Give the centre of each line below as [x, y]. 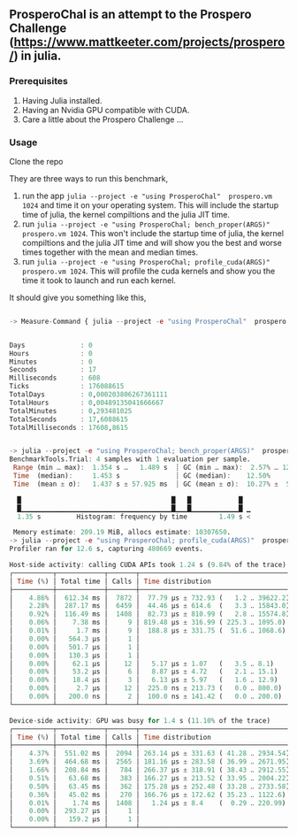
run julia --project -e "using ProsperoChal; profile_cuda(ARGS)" [146, 261]
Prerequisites [38, 81]
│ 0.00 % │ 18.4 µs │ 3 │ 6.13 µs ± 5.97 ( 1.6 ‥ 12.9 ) [144, 680]
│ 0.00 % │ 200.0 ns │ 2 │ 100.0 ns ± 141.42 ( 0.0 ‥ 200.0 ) [146, 697]
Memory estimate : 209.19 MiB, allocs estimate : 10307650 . [122, 533]
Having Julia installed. [62, 100]
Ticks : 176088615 [67, 387]
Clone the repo [36, 161]
